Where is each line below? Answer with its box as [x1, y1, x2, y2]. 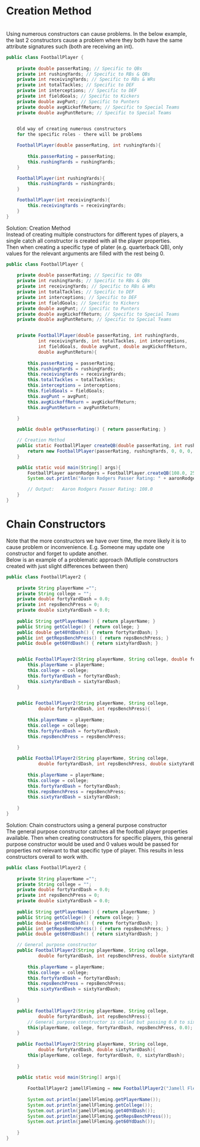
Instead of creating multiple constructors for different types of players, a [6, 230, 183, 238]
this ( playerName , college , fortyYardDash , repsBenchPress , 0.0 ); [27, 1024, 193, 1031]
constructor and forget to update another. [6, 550, 108, 557]
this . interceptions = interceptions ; [27, 382, 121, 388]
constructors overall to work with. [6, 853, 89, 860]
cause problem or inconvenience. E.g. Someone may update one [6, 543, 165, 550]
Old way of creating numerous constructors [17, 126, 127, 132]
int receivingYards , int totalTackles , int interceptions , [37, 338, 187, 344]
